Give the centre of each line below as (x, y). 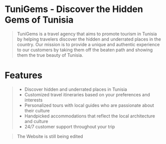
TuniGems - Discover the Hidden (74, 9)
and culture (36, 121)
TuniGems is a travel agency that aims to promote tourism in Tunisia (87, 34)
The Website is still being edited (50, 136)
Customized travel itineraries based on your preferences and (87, 94)
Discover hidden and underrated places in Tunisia (76, 89)
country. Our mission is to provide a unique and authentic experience (88, 44)
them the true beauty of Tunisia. (50, 55)
